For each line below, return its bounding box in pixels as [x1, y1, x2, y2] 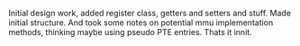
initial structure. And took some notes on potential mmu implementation [8, 17, 274, 28]
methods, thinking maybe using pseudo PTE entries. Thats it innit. [8, 27, 253, 37]
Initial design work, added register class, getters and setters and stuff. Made [8, 8, 292, 18]
